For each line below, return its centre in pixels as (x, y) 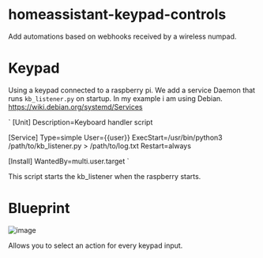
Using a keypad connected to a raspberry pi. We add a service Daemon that (131, 90)
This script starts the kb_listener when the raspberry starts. (105, 176)
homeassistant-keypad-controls (117, 15)
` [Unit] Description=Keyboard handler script (81, 122)
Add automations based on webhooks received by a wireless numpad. (122, 36)
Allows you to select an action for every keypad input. (96, 245)
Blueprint (39, 209)
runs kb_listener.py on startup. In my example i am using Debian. (115, 98)
